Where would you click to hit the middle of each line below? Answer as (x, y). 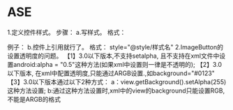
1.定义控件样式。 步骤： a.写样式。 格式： (67, 32)
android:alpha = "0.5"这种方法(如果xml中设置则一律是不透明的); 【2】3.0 (117, 64)
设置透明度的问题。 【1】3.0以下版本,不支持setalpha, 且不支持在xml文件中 (113, 56)
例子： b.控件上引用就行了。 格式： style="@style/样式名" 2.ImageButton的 (115, 47)
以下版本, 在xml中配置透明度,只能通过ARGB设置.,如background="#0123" (111, 73)
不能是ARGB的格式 (34, 99)
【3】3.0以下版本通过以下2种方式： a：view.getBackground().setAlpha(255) (117, 81)
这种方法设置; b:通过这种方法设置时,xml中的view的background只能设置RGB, (116, 91)
